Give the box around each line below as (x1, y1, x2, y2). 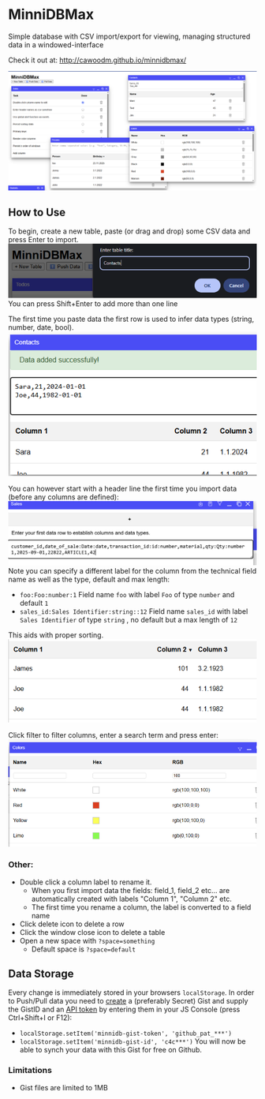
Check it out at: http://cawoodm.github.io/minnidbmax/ (8, 55, 187, 65)
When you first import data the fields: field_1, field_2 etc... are (31, 885, 230, 895)
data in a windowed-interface (8, 39, 104, 49)
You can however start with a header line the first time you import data (8, 484, 237, 494)
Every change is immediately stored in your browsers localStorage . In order (8, 988, 255, 997)
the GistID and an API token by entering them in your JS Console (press (8, 1004, 241, 1015)
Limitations (8, 1065, 53, 1076)
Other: (8, 859, 34, 870)
